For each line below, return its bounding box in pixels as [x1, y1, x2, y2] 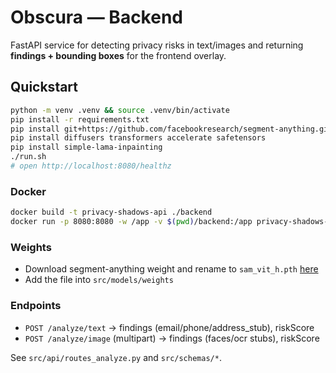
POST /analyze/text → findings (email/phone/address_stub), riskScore [24, 321, 315, 333]
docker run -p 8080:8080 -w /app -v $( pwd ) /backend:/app [10, 217, 253, 227]
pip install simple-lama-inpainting [10, 142, 163, 153]
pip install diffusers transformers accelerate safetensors [10, 133, 267, 143]
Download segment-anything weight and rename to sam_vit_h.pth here [24, 263, 319, 275]
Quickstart [10, 79, 79, 96]
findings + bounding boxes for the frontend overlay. [10, 49, 227, 61]
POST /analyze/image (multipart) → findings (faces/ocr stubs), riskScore [24, 332, 320, 344]
